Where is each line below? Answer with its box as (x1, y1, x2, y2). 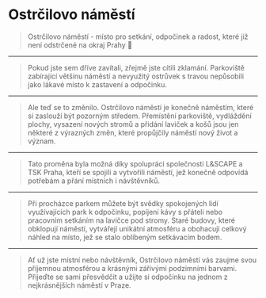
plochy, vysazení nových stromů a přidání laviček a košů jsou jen (27, 119, 239, 128)
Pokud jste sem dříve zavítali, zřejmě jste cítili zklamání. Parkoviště (27, 63, 245, 72)
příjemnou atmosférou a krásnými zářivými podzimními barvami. (27, 263, 237, 273)
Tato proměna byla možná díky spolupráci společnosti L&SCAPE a (27, 159, 243, 168)
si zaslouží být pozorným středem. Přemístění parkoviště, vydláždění (27, 111, 252, 120)
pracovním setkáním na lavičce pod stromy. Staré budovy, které (27, 216, 236, 225)
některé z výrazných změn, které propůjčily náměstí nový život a (27, 128, 238, 137)
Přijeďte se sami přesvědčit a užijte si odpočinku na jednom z (27, 272, 228, 281)
